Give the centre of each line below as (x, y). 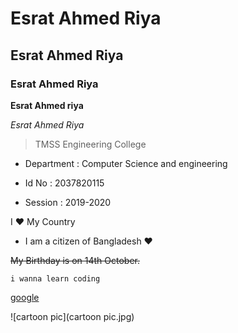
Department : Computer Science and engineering (126, 163)
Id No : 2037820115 (64, 183)
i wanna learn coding (55, 278)
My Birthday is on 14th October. (75, 260)
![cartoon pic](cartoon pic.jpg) (72, 316)
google (25, 297)
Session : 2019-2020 (68, 202)
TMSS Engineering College (90, 144)
